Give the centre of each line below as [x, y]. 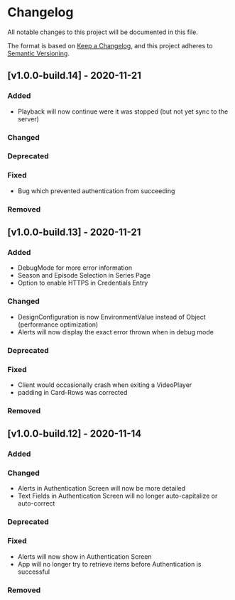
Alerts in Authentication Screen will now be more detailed [102, 489]
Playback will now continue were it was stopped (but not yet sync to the [123, 111]
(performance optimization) [58, 324]
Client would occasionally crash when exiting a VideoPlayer [105, 385]
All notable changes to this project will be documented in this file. [103, 32]
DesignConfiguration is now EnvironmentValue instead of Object [111, 317]
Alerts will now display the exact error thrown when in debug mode [116, 332]
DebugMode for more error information [75, 268]
